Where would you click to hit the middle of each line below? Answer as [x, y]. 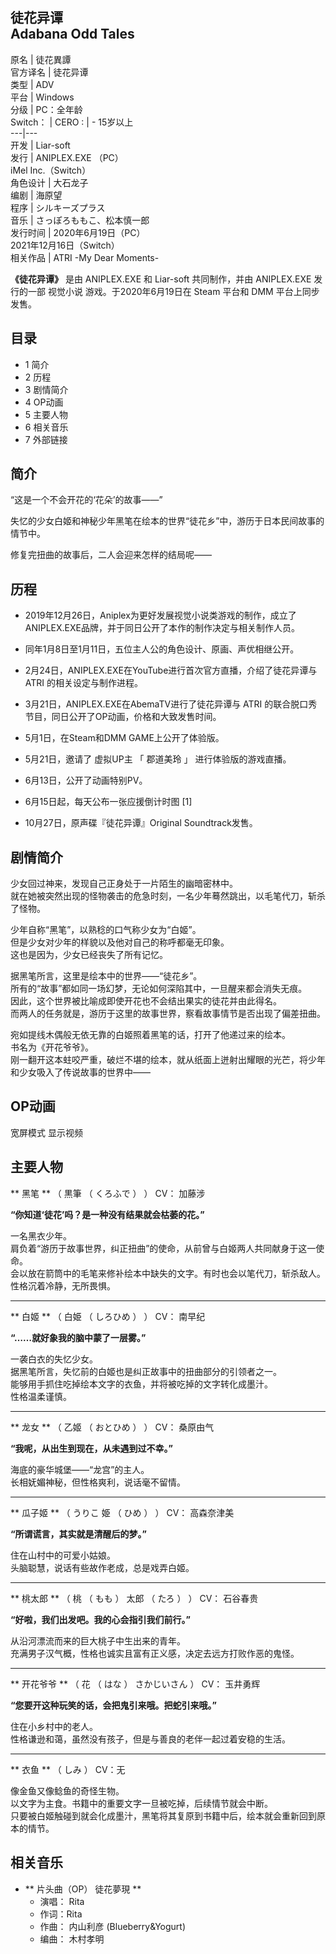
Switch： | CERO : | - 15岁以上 [72, 122]
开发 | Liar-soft [40, 145]
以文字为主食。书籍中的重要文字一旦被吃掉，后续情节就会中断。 [141, 1803]
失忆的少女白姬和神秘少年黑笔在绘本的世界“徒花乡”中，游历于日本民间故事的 [167, 521]
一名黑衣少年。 [41, 1235]
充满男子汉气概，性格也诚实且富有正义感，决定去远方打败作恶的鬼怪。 [155, 1653]
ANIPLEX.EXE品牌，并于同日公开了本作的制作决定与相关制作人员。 [162, 628]
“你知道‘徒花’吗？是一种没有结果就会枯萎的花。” [107, 1214]
